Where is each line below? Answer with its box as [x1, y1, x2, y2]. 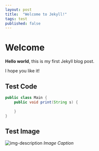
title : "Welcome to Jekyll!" [5, 12, 67, 17]
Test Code [5, 82, 37, 91]
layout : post [5, 7, 32, 12]
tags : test [5, 16, 28, 21]
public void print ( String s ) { [14, 99, 78, 105]
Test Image [5, 127, 40, 135]
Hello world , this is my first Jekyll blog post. [5, 59, 95, 64]
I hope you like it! [5, 68, 40, 74]
